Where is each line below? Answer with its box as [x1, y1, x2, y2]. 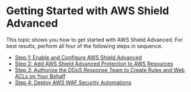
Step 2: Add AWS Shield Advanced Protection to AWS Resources [14, 60, 173, 67]
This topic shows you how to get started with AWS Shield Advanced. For [6, 36, 183, 43]
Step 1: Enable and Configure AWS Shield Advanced [14, 54, 142, 61]
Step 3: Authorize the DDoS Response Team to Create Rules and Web [14, 66, 185, 73]
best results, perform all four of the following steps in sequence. [6, 42, 163, 50]
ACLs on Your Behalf [14, 73, 66, 80]
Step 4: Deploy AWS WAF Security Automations [14, 78, 132, 86]
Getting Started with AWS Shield [6, 4, 169, 18]
